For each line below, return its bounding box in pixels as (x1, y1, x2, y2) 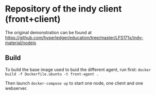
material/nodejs (5, 40, 36, 45)
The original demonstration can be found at (5, 29, 92, 35)
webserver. (5, 85, 28, 91)
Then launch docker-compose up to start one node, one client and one (5, 80, 143, 86)
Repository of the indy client (5, 3, 122, 14)
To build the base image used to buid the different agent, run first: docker (5, 67, 151, 72)
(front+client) (5, 14, 61, 25)
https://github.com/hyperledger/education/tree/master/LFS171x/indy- (5, 35, 143, 41)
